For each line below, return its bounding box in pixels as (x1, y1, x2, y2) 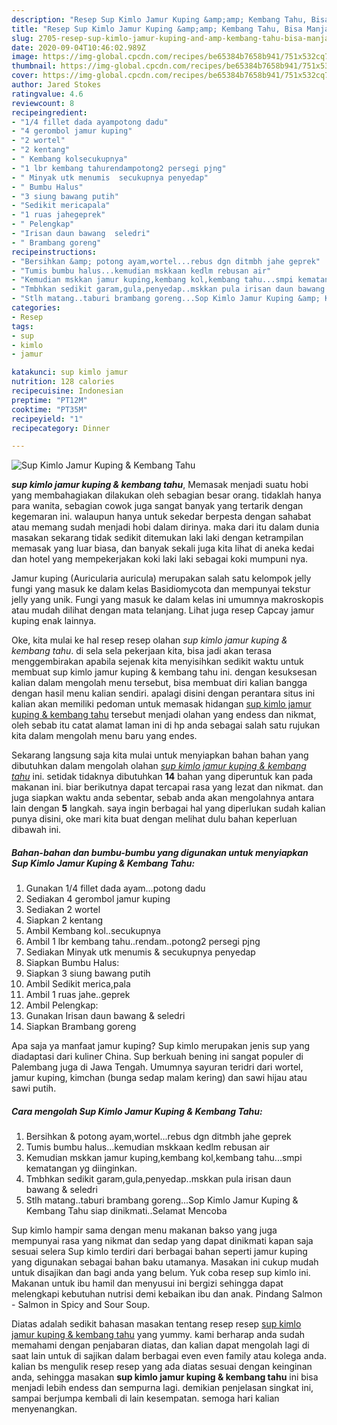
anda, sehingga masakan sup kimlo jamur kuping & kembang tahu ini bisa (11, 1371, 319, 1383)
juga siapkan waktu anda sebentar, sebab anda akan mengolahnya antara (11, 792, 315, 804)
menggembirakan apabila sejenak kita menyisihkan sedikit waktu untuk (11, 656, 304, 668)
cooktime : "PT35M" (11, 404, 88, 415)
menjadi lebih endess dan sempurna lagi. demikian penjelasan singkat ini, (11, 1382, 314, 1394)
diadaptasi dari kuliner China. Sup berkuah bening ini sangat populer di (11, 1051, 304, 1063)
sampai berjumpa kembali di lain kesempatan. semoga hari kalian (11, 1392, 280, 1405)
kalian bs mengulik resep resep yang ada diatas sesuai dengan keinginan (11, 1361, 313, 1373)
